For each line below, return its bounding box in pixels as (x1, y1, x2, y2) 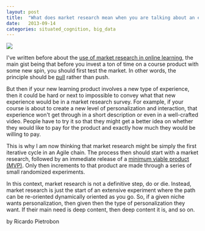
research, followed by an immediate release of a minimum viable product (6, 155, 189, 163)
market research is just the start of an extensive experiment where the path (6, 187, 196, 194)
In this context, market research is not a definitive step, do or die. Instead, (6, 180, 192, 188)
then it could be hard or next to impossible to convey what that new (6, 92, 176, 99)
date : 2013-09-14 (6, 20, 56, 26)
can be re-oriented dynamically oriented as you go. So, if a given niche (6, 193, 185, 201)
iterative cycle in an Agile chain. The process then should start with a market (6, 149, 199, 156)
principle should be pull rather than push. (6, 74, 110, 81)
